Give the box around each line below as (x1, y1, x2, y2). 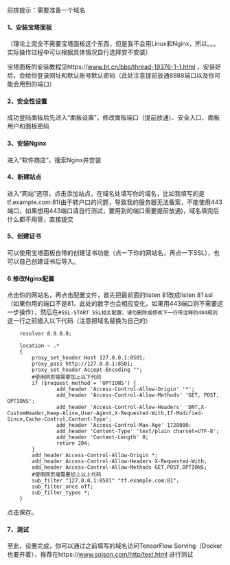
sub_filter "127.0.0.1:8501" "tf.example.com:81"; (32, 477, 180, 485)
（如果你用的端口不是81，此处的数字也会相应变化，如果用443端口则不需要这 (7, 300, 224, 308)
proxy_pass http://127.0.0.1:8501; (32, 360, 134, 368)
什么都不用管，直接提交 (7, 215, 73, 223)
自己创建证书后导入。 (19, 257, 80, 266)
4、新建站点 (7, 173, 42, 181)
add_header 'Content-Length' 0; (56, 434, 149, 441)
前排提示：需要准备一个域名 (7, 6, 86, 14)
